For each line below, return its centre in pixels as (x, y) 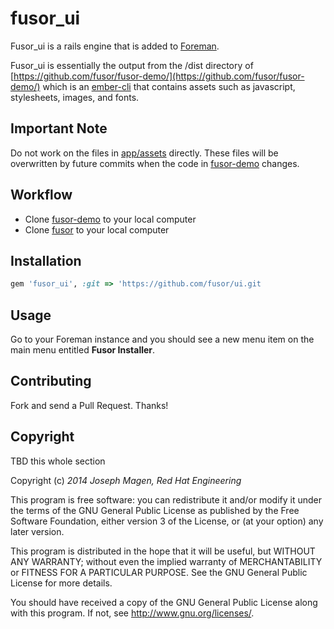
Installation (46, 260)
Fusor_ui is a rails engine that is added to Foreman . (115, 46)
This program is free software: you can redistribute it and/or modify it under (166, 499)
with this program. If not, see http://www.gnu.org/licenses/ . (132, 613)
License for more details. (61, 583)
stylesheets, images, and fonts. (75, 97)
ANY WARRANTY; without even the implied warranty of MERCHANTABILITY (166, 561)
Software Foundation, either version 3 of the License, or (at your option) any (167, 521)
